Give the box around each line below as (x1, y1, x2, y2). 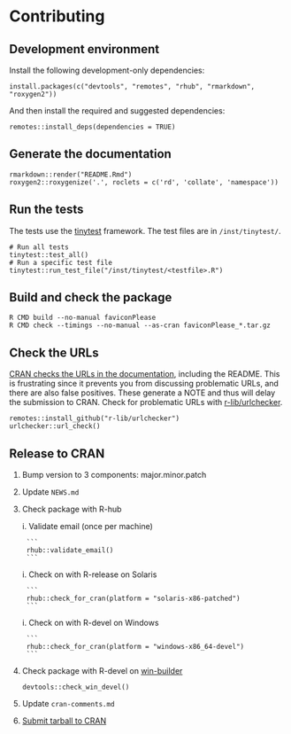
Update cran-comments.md (21, 699, 115, 709)
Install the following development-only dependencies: (9, 65, 205, 75)
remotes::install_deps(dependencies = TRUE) (9, 122, 176, 131)
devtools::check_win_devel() (21, 683, 130, 692)
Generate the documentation (9, 146, 172, 161)
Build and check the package (9, 290, 172, 305)
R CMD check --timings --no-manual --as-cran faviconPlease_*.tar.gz (9, 321, 272, 330)
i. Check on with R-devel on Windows (21, 618, 159, 629)
